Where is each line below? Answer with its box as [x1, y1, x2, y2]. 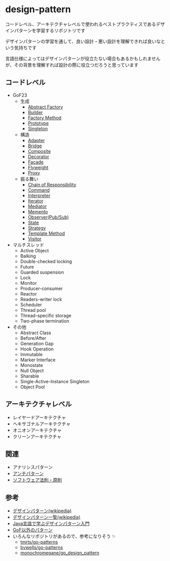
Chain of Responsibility [27, 181, 76, 188]
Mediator [27, 203, 47, 209]
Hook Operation [20, 345, 54, 352]
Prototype [27, 120, 49, 126]
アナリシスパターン [12, 464, 53, 470]
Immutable [20, 351, 43, 357]
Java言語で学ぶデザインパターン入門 [12, 521, 90, 527]
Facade [27, 159, 44, 165]
